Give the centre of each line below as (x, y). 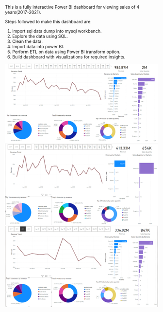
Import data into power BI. (38, 46)
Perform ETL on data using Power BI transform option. (66, 52)
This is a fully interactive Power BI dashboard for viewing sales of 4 (72, 7)
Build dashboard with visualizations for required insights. (69, 57)
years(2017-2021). (23, 12)
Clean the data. (27, 41)
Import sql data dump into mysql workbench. (57, 31)
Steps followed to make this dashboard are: (49, 22)
